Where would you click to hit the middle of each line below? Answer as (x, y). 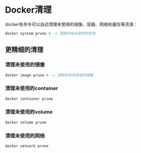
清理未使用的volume (29, 112)
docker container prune (29, 99)
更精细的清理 (24, 50)
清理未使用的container (31, 89)
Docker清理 (28, 10)
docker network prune (27, 146)
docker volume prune (26, 122)
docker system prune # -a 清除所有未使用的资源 (50, 33)
